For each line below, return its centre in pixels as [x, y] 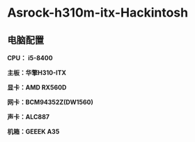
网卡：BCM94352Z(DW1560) [50, 102]
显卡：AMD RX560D [37, 87]
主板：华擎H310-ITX [37, 73]
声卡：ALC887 [29, 117]
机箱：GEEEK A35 [33, 132]
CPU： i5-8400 [30, 58]
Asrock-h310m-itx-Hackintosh [98, 13]
